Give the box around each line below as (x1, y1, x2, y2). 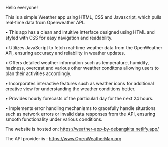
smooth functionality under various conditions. (5, 116, 103, 122)
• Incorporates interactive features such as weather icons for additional (5, 81, 154, 86)
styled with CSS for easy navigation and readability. (5, 35, 113, 41)
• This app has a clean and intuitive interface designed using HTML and (5, 29, 155, 35)
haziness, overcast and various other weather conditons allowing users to (5, 65, 159, 71)
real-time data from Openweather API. (5, 20, 85, 25)
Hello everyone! (5, 5, 38, 10)
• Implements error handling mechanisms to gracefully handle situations (5, 105, 156, 111)
